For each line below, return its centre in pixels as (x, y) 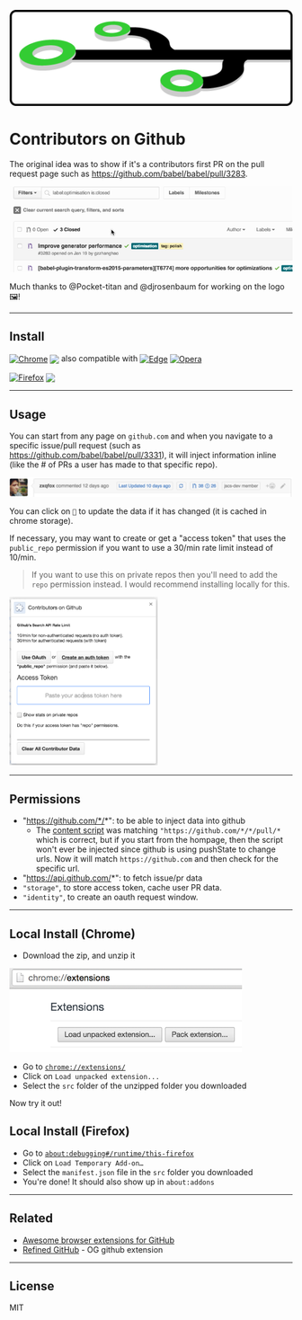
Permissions (45, 799)
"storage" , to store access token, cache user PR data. (122, 888)
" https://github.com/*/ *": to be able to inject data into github (133, 821)
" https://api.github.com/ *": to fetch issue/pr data (112, 878)
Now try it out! (36, 1103)
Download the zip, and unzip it (79, 956)
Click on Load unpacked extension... (91, 1076)
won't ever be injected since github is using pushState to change (155, 849)
